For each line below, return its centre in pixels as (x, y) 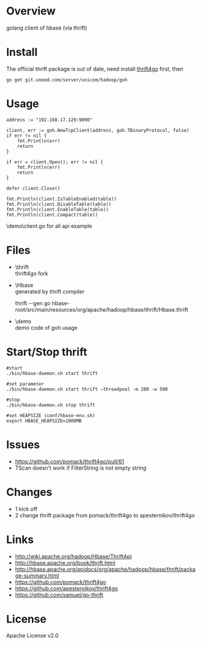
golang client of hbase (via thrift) (47, 28)
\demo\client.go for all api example (49, 226)
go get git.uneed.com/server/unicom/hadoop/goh (67, 80)
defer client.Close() (33, 188)
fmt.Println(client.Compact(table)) (52, 215)
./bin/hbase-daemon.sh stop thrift (51, 405)
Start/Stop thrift (47, 352)
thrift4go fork (31, 273)
